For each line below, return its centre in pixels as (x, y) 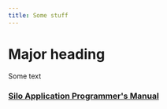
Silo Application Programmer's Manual (83, 96)
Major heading (57, 54)
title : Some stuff (38, 15)
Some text (25, 76)
